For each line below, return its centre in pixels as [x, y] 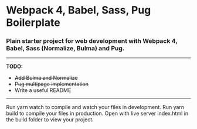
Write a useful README [43, 90]
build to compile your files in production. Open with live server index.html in [97, 113]
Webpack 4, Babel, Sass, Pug [79, 10]
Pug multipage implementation [52, 84]
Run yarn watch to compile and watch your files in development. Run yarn [95, 107]
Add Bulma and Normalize [46, 78]
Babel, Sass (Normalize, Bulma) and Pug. [65, 49]
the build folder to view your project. [50, 120]
